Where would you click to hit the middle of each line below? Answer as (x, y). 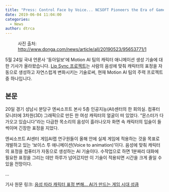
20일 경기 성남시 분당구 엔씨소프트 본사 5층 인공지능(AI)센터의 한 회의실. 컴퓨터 (82, 109)
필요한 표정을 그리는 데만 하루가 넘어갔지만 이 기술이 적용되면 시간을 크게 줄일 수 (84, 157)
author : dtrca (20, 29)
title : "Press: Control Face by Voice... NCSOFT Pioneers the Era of (80, 10)
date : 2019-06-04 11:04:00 (33, 15)
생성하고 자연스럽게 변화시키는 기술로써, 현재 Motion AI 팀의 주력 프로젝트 (91, 72)
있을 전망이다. (19, 164)
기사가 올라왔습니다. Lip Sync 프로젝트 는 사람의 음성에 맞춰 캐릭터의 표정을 (84, 66)
